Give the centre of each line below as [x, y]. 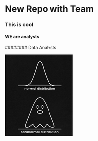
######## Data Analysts [31, 48]
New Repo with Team [49, 9]
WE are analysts [22, 36]
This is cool [19, 25]
